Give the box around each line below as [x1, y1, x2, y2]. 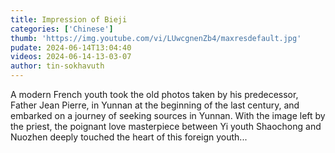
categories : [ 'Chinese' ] [10, 24, 114, 34]
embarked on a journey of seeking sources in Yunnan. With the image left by [10, 110, 326, 121]
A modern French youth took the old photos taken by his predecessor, [10, 89, 299, 100]
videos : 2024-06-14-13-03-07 [10, 52, 132, 62]
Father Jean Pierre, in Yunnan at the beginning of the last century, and [10, 99, 300, 111]
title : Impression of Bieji [10, 14, 128, 25]
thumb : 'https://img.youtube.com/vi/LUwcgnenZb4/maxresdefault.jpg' [10, 33, 302, 43]
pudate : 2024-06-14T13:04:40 [10, 42, 132, 53]
